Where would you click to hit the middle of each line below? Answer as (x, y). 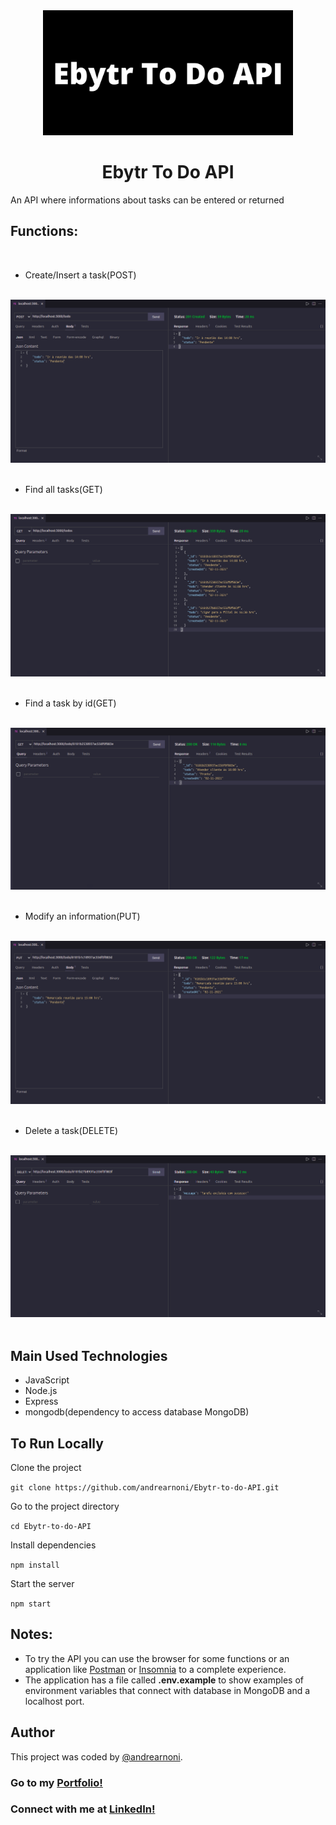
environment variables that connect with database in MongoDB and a (167, 1690)
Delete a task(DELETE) (71, 1130)
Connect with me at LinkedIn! (83, 1809)
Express (41, 1401)
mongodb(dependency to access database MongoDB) (137, 1412)
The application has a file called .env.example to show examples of (164, 1680)
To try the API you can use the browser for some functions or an (157, 1658)
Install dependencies (53, 1545)
